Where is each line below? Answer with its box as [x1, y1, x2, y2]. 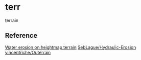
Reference [5, 31, 38, 40]
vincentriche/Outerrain [5, 49, 51, 55]
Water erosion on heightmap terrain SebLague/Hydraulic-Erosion [5, 44, 136, 50]
